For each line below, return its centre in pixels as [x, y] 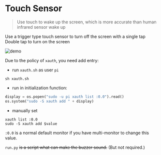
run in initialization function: [40, 87]
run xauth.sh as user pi [35, 70]
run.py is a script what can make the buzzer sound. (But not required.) [75, 147]
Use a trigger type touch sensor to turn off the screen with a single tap [75, 36]
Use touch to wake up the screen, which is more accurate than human [87, 22]
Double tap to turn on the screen [37, 41]
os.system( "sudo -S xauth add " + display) [50, 101]
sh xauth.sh [17, 79]
